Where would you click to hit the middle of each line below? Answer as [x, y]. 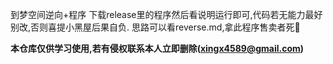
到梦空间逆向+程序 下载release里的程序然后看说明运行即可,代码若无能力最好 [166, 14]
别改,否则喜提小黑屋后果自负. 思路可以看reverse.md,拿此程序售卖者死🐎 [155, 27]
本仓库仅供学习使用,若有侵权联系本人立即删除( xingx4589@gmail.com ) [157, 48]
